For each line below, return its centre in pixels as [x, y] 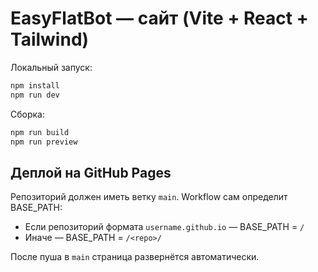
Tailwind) [50, 39]
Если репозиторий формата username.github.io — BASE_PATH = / [164, 227]
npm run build [40, 132]
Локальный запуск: [51, 67]
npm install [35, 85]
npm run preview [44, 142]
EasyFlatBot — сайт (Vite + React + [159, 18]
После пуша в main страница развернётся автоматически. [135, 257]
